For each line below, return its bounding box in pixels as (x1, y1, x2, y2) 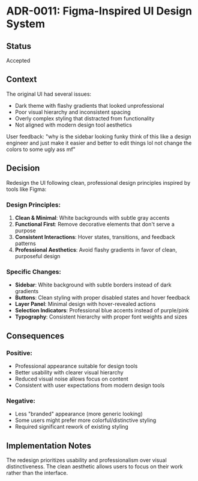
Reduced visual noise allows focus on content (14, 375, 129, 382)
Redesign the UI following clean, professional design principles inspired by (6, 179, 191, 186)
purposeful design (14, 252, 61, 259)
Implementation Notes (6, 441, 92, 451)
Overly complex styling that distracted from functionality (14, 114, 155, 122)
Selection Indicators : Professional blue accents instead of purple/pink (14, 307, 189, 314)
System (6, 17, 46, 31)
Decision (6, 163, 40, 173)
